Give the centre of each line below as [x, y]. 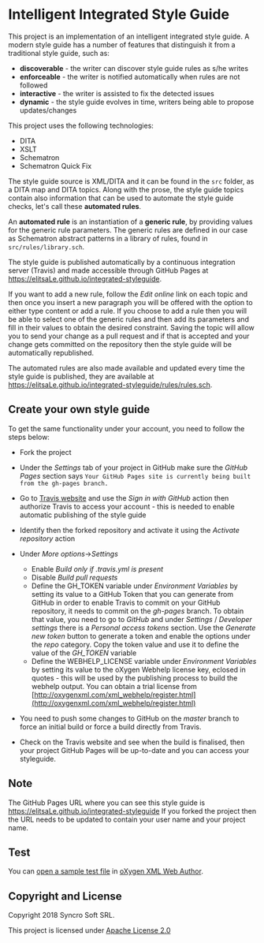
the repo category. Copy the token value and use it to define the [135, 644]
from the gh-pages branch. [64, 483]
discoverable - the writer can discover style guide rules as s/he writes [134, 68]
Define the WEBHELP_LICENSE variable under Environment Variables [144, 661]
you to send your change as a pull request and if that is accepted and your [129, 336]
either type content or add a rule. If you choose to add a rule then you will [127, 311]
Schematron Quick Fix [56, 166]
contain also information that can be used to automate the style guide [121, 198]
